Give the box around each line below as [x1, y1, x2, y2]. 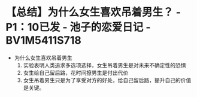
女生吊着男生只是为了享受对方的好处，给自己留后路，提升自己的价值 [23, 76, 192, 84]
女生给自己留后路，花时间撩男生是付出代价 [23, 69, 129, 76]
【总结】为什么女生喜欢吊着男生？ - [5, 5, 181, 19]
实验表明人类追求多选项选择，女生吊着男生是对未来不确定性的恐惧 [23, 61, 186, 69]
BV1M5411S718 [5, 34, 81, 47]
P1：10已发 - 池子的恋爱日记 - [5, 20, 151, 34]
